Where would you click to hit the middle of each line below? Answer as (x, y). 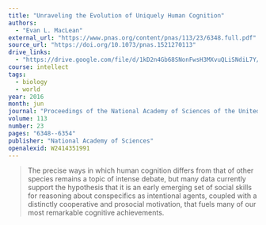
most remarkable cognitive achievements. (96, 213)
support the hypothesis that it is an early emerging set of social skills (139, 188)
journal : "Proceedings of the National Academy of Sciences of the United (134, 112)
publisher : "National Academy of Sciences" (81, 141)
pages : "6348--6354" (42, 133)
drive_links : (30, 52)
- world (28, 89)
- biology (31, 82)
